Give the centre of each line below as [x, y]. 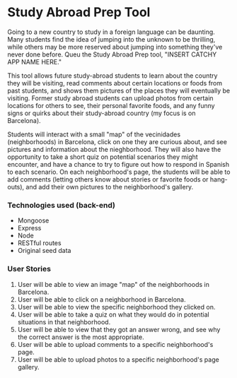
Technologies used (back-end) [61, 205]
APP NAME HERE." [35, 61]
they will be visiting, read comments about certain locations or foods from [115, 83]
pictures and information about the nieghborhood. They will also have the [114, 149]
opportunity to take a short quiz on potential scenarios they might [103, 157]
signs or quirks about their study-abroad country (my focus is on [102, 113]
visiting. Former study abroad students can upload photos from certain [110, 98]
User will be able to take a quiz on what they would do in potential [114, 314]
